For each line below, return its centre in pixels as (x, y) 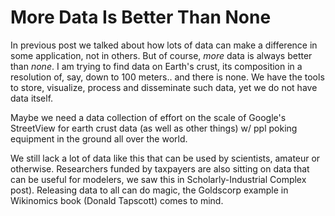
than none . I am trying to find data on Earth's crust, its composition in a (156, 66)
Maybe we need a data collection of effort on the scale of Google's (148, 117)
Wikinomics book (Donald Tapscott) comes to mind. (117, 200)
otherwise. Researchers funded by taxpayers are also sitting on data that (160, 168)
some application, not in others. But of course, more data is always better (161, 55)
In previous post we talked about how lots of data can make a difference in (164, 45)
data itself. (32, 98)
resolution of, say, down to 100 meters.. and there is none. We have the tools (167, 77)
